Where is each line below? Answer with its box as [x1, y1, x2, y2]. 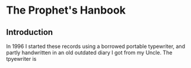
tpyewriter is [6, 56, 37, 62]
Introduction [6, 27, 53, 37]
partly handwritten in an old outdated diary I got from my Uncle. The [6, 49, 173, 56]
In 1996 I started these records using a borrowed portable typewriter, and [6, 43, 186, 50]
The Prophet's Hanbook [6, 4, 126, 17]
